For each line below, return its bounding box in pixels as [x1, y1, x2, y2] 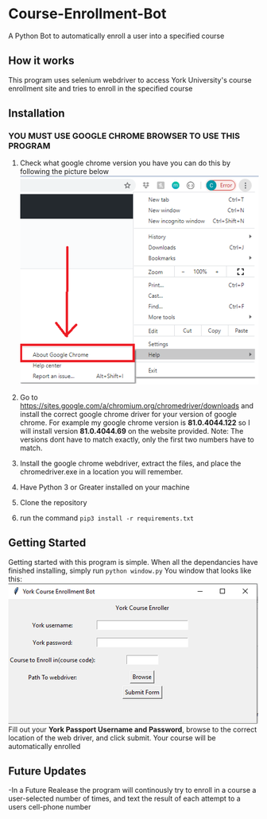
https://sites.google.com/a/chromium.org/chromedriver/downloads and [19, 400, 254, 410]
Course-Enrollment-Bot [8, 5, 167, 23]
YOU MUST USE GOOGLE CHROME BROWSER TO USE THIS [8, 130, 241, 141]
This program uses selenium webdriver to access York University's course [8, 75, 252, 84]
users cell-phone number [8, 802, 91, 812]
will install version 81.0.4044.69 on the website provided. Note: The [19, 426, 244, 435]
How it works [8, 54, 75, 68]
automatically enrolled [8, 741, 81, 751]
